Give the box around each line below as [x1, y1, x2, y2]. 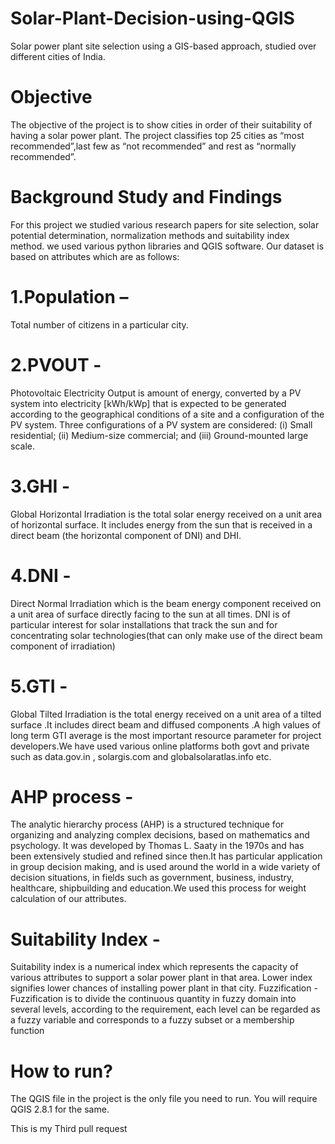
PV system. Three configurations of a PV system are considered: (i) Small [10, 418, 313, 431]
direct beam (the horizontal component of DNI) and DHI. [10, 529, 242, 541]
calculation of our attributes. [10, 893, 127, 905]
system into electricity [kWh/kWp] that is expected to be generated [10, 397, 287, 409]
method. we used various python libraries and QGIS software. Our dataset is [10, 240, 325, 252]
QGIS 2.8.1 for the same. [10, 1103, 110, 1116]
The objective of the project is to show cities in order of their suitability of [10, 118, 313, 131]
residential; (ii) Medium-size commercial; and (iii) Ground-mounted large [10, 429, 309, 441]
